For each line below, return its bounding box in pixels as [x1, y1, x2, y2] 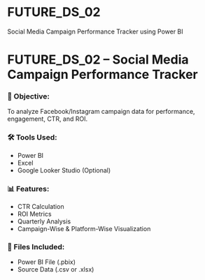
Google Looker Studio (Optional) [17, 165, 111, 175]
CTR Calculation [17, 202, 64, 211]
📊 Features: [7, 184, 50, 193]
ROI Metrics [17, 210, 52, 219]
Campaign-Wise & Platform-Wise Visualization [17, 225, 151, 233]
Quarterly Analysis [17, 217, 71, 226]
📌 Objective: [7, 91, 50, 101]
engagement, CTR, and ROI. [7, 115, 88, 123]
